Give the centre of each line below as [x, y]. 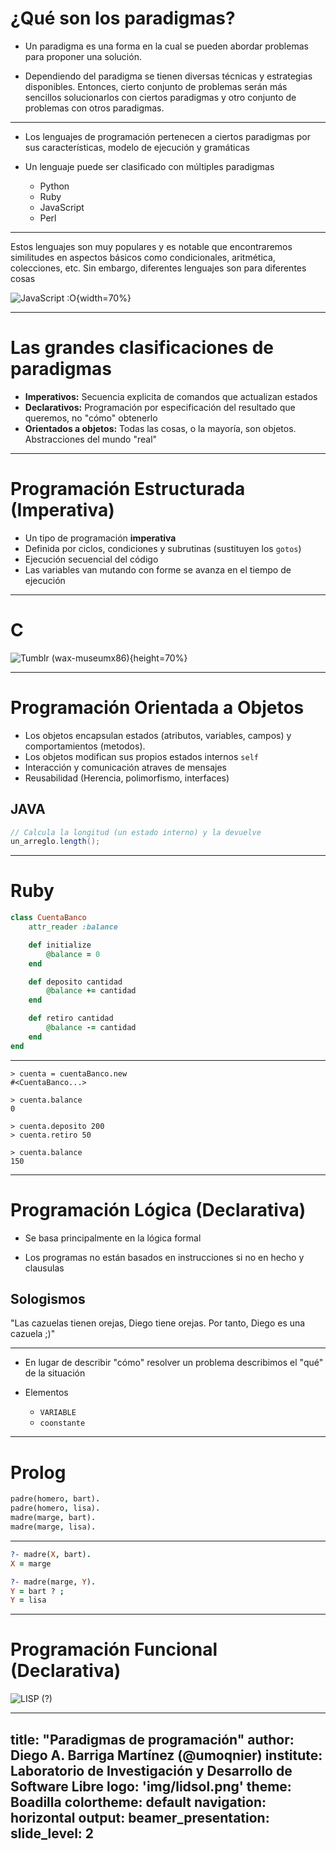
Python [54, 186]
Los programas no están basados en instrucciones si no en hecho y [164, 1257]
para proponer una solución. [83, 56]
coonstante [62, 1423]
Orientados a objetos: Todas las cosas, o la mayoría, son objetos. [160, 428]
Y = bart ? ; [37, 1591]
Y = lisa [28, 1600]
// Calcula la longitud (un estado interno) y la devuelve [136, 832]
